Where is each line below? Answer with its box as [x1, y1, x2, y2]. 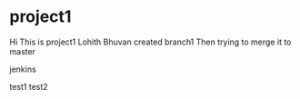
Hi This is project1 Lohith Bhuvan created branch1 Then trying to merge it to [9, 36, 292, 47]
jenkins [9, 64, 36, 74]
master [9, 45, 36, 56]
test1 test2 [9, 81, 48, 92]
